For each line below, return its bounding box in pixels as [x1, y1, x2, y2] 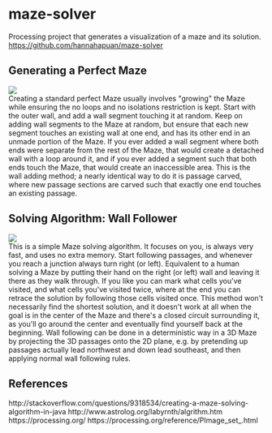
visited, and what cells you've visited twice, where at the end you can [8, 285, 241, 294]
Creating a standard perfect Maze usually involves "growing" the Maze [8, 93, 245, 103]
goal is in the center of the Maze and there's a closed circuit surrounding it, [8, 310, 260, 320]
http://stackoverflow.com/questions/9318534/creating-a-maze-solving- [8, 398, 249, 408]
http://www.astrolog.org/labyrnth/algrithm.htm [67, 407, 223, 417]
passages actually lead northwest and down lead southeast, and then [8, 345, 241, 354]
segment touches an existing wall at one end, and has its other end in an [8, 127, 251, 138]
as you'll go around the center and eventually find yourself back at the [8, 319, 244, 328]
